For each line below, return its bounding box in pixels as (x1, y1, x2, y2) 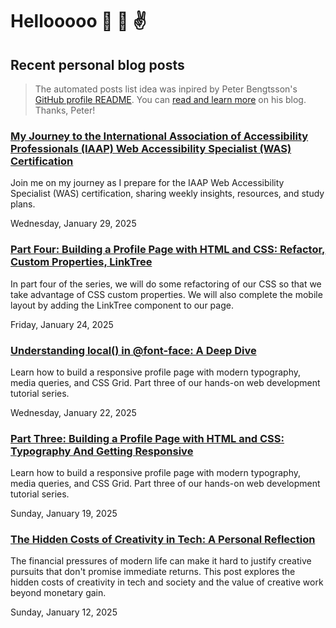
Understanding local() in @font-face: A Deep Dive (10, 343, 257, 357)
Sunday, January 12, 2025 (10, 606, 118, 618)
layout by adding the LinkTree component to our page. (10, 299, 234, 311)
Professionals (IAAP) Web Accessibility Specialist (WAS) (10, 141, 292, 155)
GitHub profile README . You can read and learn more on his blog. (34, 94, 307, 105)
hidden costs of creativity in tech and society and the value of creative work (10, 576, 324, 588)
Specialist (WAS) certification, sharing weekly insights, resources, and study (10, 188, 325, 200)
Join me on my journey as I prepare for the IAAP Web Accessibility (10, 177, 285, 189)
